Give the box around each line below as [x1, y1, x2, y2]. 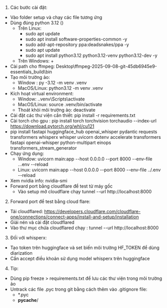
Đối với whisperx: [10, 235, 47, 240]
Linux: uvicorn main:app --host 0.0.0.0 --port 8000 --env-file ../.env [17, 167, 161, 173]
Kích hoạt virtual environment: [10, 91, 74, 96]
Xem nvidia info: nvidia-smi [10, 178, 67, 183]
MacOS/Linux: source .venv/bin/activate [17, 101, 102, 107]
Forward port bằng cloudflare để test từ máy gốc [10, 183, 113, 189]
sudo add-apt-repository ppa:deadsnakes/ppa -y [25, 42, 129, 48]
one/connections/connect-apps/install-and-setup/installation [10, 214, 139, 220]
